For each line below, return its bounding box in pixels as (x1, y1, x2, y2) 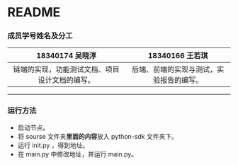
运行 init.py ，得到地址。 (17, 141, 89, 149)
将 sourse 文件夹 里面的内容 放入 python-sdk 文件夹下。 (17, 132, 178, 140)
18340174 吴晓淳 (36, 51, 97, 61)
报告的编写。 (160, 75, 203, 85)
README (7, 4, 61, 21)
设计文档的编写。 (38, 75, 96, 85)
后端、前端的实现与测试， (132, 64, 217, 74)
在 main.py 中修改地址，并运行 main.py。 (17, 149, 138, 158)
